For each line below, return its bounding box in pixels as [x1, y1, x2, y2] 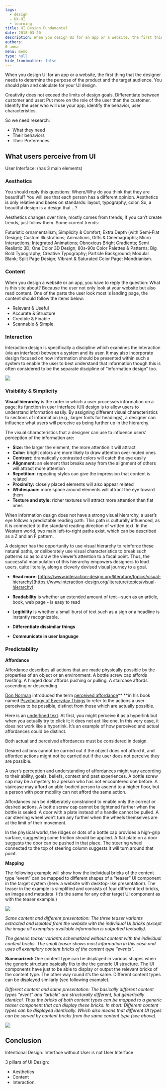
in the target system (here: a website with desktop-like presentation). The [5, 880, 156, 886]
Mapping [5, 860, 24, 866]
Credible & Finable [12, 315, 51, 321]
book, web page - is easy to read [12, 599, 81, 605]
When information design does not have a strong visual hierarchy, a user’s [5, 512, 157, 518]
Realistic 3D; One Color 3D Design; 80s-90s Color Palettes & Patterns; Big [5, 245, 157, 251]
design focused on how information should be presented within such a [5, 355, 150, 361]
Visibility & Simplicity [5, 387, 58, 394]
